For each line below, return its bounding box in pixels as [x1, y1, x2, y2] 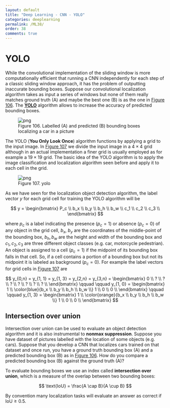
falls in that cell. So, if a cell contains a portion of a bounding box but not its [5, 254, 163, 260]
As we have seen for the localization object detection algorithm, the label [5, 190, 158, 196]
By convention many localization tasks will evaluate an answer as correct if [5, 392, 162, 399]
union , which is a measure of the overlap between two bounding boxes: [5, 373, 156, 379]
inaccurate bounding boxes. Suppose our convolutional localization [5, 86, 146, 92]
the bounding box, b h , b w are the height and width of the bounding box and [5, 234, 162, 241]
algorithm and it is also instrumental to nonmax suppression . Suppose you [5, 331, 162, 337]
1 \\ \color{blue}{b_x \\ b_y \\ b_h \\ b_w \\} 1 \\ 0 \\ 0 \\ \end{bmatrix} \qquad [7, 286, 164, 292]
